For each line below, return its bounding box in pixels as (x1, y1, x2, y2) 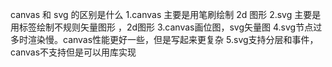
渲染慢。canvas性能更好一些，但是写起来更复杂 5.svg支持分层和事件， (27, 34, 319, 45)
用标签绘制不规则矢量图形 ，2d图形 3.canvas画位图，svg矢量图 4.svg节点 (10, 21, 314, 33)
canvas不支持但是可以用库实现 (10, 46, 137, 58)
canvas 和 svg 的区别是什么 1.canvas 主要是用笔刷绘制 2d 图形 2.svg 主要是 (10, 9, 322, 20)
